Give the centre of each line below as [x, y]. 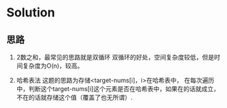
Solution [31, 13]
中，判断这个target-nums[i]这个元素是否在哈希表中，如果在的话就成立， [118, 89]
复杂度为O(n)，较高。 [53, 66]
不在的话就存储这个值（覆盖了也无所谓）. [74, 97]
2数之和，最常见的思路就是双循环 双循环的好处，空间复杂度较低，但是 [115, 57]
